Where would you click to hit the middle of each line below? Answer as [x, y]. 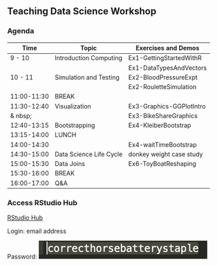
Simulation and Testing [87, 77]
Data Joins [70, 164]
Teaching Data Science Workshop [82, 11]
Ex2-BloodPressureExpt [163, 77]
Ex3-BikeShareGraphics [163, 115]
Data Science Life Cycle [89, 154]
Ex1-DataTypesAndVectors [168, 68]
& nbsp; [21, 115]
